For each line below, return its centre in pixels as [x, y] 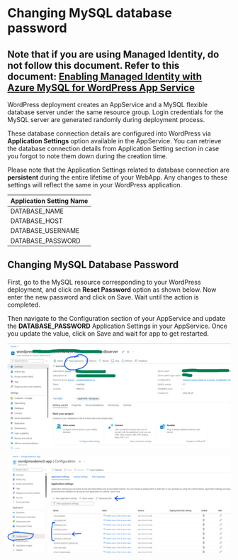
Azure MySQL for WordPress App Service [101, 88]
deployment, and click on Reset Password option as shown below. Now [112, 290]
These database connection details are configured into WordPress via [109, 133]
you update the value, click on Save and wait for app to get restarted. [108, 333]
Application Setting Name [49, 201]
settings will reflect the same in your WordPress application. [95, 185]
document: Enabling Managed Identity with [105, 76]
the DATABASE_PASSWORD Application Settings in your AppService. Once [118, 326]
